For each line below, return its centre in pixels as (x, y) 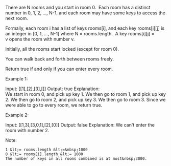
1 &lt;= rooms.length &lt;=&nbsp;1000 (46, 150)
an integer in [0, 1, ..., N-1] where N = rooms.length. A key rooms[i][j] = (80, 34)
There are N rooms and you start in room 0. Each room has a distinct (78, 7)
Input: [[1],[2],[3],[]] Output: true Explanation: (53, 89)
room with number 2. (27, 130)
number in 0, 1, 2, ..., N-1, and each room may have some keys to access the (86, 13)
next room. (17, 18)
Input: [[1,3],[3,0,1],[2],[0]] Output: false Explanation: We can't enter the (80, 125)
